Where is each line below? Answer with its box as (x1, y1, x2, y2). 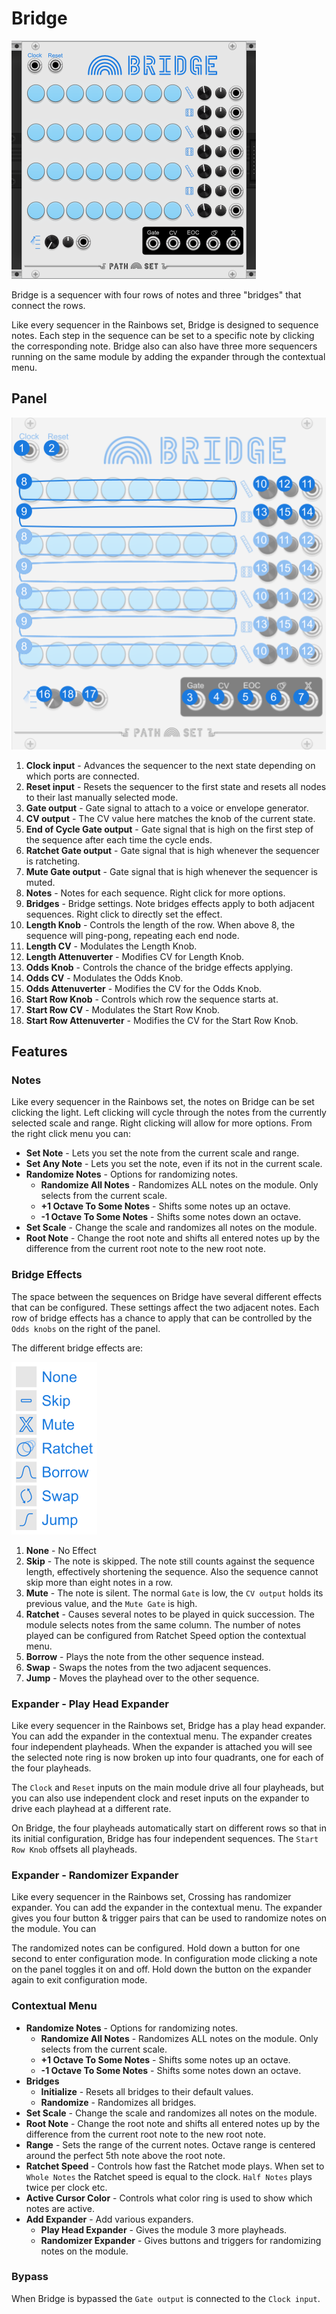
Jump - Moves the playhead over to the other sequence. (25, 1672, 260, 1684)
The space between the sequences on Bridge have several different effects (11, 1290, 323, 1302)
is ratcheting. (25, 855, 81, 867)
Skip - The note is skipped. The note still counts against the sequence (25, 1555, 315, 1567)
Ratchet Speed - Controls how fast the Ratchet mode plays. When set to (25, 2160, 325, 2172)
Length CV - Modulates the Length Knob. (25, 940, 198, 952)
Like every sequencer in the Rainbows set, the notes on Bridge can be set (11, 1096, 315, 1108)
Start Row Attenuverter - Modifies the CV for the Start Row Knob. (25, 1014, 299, 1026)
